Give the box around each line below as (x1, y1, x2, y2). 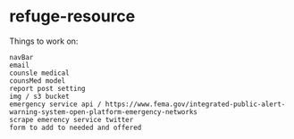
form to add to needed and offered (9, 123, 142, 132)
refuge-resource (9, 6, 136, 27)
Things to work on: (9, 36, 79, 46)
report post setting (9, 84, 87, 93)
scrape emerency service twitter (9, 115, 134, 124)
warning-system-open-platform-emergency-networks (9, 107, 198, 117)
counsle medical (9, 69, 70, 78)
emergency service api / (9, 100, 102, 109)
